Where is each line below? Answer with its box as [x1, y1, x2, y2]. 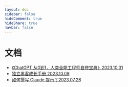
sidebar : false [4, 12, 36, 17]
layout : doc [4, 7, 29, 12]
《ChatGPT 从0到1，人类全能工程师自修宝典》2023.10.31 [11, 65, 123, 70]
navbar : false [4, 25, 34, 30]
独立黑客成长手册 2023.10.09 [11, 71, 70, 77]
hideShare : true [4, 20, 38, 26]
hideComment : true [4, 16, 42, 21]
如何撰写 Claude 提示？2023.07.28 [11, 77, 82, 83]
